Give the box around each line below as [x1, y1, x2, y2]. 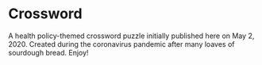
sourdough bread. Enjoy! [8, 48, 89, 57]
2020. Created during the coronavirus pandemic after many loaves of [8, 39, 235, 48]
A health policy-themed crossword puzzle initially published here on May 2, [8, 31, 255, 40]
